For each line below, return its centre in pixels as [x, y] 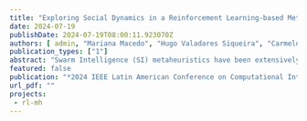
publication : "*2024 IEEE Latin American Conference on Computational [147, 77]
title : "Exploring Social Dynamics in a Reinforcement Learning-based [147, 18]
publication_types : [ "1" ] [58, 52]
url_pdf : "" [32, 86]
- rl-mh [28, 102]
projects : [28, 94]
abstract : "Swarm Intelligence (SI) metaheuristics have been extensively [155, 60]
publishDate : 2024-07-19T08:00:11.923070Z [91, 35]
